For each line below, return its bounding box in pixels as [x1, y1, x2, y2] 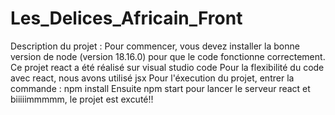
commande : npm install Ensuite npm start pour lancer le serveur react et [10, 82, 311, 94]
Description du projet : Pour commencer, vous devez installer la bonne [10, 40, 300, 52]
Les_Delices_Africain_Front [10, 7, 243, 30]
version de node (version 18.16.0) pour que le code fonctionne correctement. [10, 50, 326, 62]
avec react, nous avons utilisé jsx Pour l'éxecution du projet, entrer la [10, 72, 295, 84]
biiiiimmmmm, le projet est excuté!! [10, 93, 154, 105]
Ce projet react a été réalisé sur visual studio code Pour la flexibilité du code [10, 61, 325, 73]
